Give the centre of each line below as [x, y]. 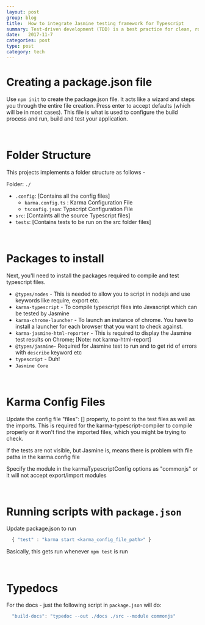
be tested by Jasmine [42, 313]
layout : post [23, 12]
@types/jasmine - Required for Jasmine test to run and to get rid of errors [106, 346]
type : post [20, 47]
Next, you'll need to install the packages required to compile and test [93, 275]
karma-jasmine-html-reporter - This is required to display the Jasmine [103, 333]
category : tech [26, 52]
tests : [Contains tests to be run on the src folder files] [83, 222]
